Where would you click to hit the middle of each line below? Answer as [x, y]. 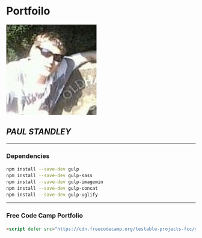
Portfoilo [28, 11]
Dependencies [28, 156]
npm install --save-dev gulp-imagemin [55, 182]
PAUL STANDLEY [39, 132]
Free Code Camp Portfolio [44, 216]
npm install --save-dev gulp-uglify [52, 195]
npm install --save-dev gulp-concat [52, 188]
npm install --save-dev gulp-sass [50, 175]
